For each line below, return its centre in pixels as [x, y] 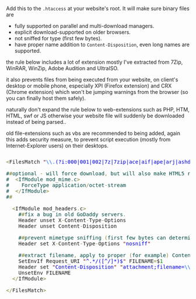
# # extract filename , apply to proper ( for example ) [94, 255]
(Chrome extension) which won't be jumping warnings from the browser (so [97, 92]
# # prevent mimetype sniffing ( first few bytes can [92, 238]
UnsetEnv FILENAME [45, 273]
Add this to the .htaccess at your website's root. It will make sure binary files [98, 8]
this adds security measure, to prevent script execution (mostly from [88, 139]
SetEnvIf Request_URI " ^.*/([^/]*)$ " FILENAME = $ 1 [91, 261]
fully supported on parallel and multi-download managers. [84, 26]
